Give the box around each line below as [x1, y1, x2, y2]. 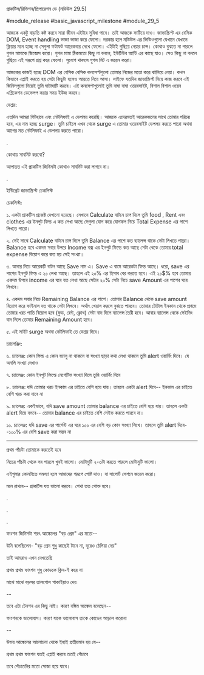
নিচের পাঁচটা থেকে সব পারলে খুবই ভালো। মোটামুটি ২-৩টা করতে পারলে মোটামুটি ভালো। [6, 458, 158, 465]
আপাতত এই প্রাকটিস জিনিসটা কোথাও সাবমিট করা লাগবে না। [6, 163, 110, 170]
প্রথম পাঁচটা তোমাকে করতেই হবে [6, 446, 61, 453]
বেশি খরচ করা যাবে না [6, 390, 44, 397]
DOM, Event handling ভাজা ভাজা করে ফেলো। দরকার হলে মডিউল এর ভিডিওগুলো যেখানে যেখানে [6, 36, 188, 43]
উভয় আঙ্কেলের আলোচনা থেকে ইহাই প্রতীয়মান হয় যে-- [6, 639, 101, 645]
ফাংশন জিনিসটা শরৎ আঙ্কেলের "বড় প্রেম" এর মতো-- [6, 530, 98, 537]
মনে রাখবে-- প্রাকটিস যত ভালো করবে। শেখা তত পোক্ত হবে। [6, 483, 112, 489]
